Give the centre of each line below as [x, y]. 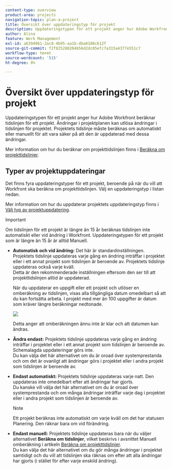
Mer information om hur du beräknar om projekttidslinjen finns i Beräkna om [85, 149]
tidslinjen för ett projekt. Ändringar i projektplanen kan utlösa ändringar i [81, 123]
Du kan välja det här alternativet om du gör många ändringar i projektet [88, 450]
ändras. [21, 329]
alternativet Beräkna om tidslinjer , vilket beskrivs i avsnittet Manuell [84, 439]
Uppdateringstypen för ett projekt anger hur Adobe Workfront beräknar [80, 118]
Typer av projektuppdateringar [56, 171]
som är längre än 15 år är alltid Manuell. [47, 240]
